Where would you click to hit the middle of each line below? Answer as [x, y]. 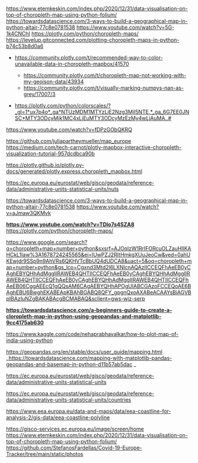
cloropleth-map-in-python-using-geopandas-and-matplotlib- [84, 316]
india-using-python [29, 340]
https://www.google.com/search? [47, 242]
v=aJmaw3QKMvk [29, 213]
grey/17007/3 [39, 94]
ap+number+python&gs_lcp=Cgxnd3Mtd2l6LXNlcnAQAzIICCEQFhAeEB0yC [99, 267]
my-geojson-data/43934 [54, 81]
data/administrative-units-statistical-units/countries [69, 400]
